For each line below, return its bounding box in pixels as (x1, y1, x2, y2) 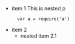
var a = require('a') (17, 16, 70, 22)
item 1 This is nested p (11, 5, 66, 12)
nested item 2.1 (20, 32, 57, 39)
